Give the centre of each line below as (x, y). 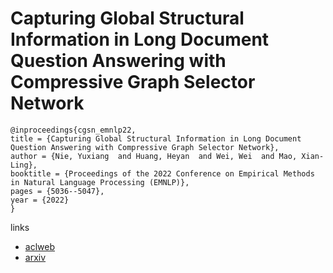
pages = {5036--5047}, (57, 191)
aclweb (39, 246)
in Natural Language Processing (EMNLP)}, (100, 182)
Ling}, (24, 165)
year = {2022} (40, 200)
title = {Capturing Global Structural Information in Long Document (156, 138)
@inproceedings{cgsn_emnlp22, (73, 130)
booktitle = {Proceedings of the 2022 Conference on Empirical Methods (162, 173)
